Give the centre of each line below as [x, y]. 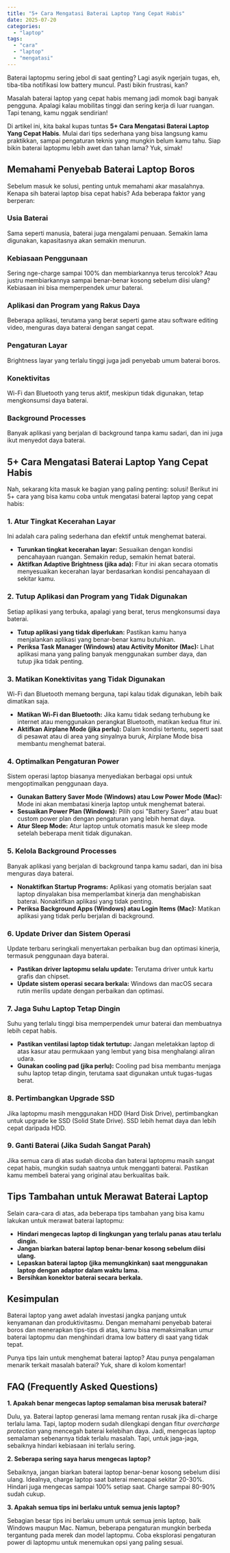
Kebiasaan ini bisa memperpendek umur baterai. [75, 288]
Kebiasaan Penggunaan [47, 258]
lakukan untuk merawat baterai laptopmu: [66, 1220]
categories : [24, 26]
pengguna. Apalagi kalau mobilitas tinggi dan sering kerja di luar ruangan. [111, 105]
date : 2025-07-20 [32, 20]
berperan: [21, 200]
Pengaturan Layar [37, 346]
